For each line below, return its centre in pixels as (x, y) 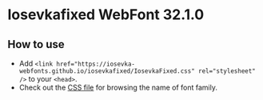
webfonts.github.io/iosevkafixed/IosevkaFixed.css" (107, 71)
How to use (36, 44)
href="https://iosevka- (96, 64)
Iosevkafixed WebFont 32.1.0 (106, 15)
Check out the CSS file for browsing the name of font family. (118, 87)
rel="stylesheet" (227, 71)
